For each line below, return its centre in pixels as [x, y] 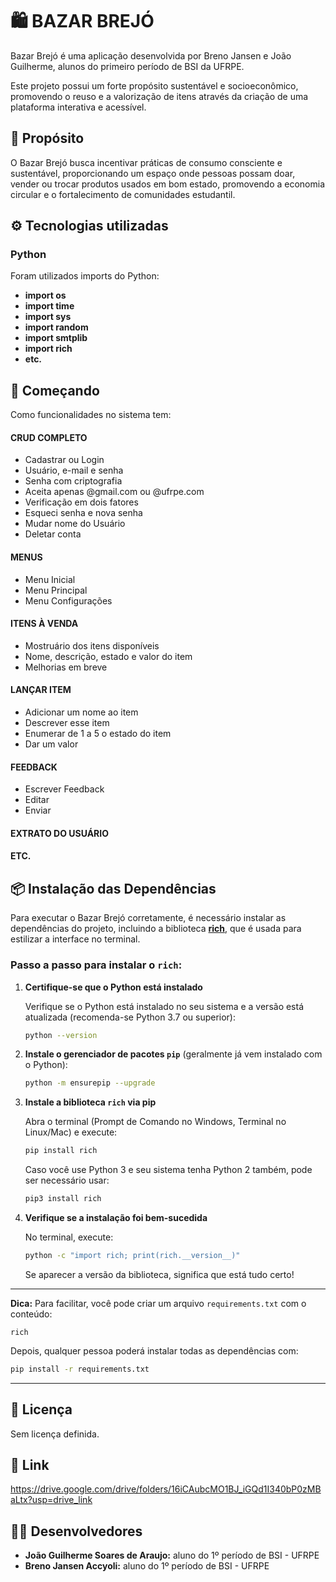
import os [45, 295]
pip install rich [61, 1151]
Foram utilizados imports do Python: [85, 276]
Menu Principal [56, 590]
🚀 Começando [55, 390]
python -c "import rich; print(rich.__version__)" [132, 1256]
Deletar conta [53, 534]
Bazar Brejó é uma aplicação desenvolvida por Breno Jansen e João [151, 55]
